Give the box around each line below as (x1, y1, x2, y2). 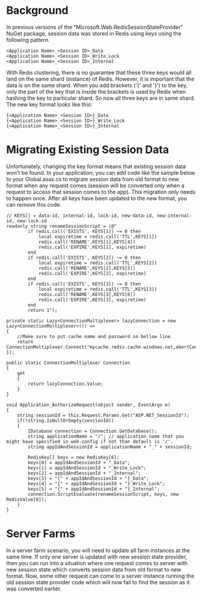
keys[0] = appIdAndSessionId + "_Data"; (28, 459, 130, 465)
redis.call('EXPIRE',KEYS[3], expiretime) (38, 297, 147, 303)
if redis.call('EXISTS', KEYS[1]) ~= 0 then (28, 228, 141, 234)
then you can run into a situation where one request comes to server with (6, 559, 188, 566)
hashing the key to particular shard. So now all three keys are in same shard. (6, 94, 195, 102)
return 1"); (28, 307, 58, 313)
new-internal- (156, 213, 192, 219)
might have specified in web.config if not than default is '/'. (6, 438, 173, 444)
